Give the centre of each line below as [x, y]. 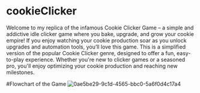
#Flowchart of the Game [36, 84]
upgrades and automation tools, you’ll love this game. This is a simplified [96, 47]
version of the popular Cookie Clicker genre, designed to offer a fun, [91, 53]
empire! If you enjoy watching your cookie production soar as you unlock [96, 40]
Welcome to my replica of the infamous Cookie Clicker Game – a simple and [100, 28]
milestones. [20, 72]
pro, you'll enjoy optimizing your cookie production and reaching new [92, 66]
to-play [15, 59]
